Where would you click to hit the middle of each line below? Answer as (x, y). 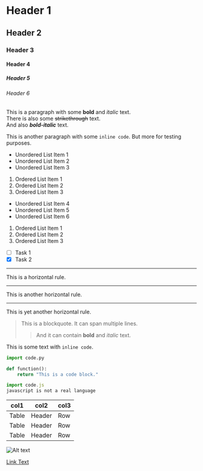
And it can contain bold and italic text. (83, 335)
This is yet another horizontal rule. (49, 312)
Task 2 (23, 259)
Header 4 (18, 65)
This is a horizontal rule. (36, 277)
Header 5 (18, 78)
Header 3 (20, 50)
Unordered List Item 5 (42, 210)
